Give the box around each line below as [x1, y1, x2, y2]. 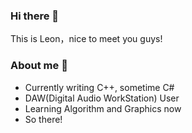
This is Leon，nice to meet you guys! [10, 33, 163, 45]
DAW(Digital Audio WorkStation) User [24, 92, 180, 104]
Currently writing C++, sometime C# [24, 81, 175, 93]
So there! [24, 113, 63, 125]
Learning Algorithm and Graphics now [24, 102, 182, 114]
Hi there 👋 [10, 9, 60, 23]
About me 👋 [10, 59, 68, 73]
